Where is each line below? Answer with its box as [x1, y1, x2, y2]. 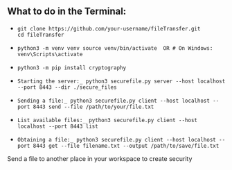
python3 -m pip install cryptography [17, 64, 127, 71]
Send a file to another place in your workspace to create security [7, 154, 193, 162]
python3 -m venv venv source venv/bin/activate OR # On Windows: [17, 44, 213, 51]
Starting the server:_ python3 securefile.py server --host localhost [17, 78, 226, 85]
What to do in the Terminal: [7, 6, 127, 17]
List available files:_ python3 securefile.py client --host [17, 117, 198, 124]
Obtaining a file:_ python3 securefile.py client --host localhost [17, 136, 216, 143]
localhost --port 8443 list [17, 123, 98, 130]
